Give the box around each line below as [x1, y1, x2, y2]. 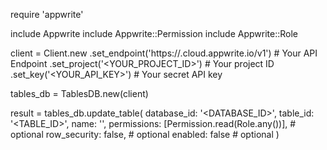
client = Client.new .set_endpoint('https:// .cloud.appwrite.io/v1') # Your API [10, 47, 318, 59]
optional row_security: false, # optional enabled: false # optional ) [10, 129, 280, 140]
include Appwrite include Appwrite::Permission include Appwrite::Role [10, 28, 299, 39]
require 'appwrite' [10, 9, 84, 20]
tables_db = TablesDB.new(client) [10, 88, 149, 99]
